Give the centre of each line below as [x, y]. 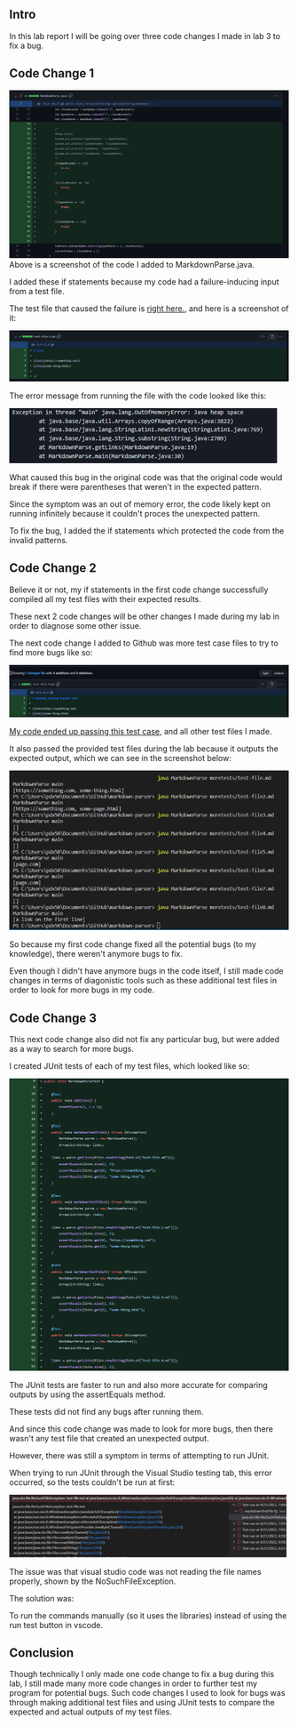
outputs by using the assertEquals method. [87, 1394]
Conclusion [42, 1653]
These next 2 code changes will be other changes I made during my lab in [145, 616]
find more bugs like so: [51, 652]
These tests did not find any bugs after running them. [106, 1412]
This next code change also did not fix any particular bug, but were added [145, 1040]
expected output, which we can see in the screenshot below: [121, 759]
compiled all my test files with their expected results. [106, 598]
